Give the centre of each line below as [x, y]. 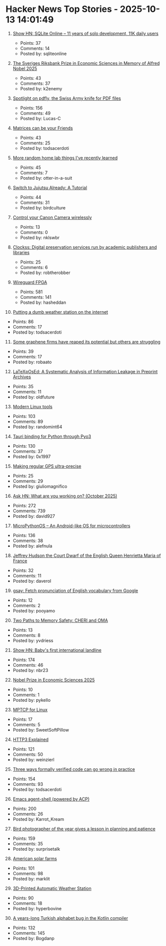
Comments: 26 [28, 814]
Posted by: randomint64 [37, 427]
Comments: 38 [28, 541]
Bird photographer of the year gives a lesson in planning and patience [84, 829]
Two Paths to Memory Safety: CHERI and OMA [60, 620]
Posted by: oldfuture [34, 397]
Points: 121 [24, 749]
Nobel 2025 [25, 68]
